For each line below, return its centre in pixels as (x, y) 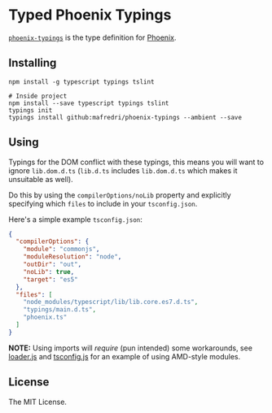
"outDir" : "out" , (53, 265)
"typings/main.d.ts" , (59, 310)
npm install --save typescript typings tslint (89, 103)
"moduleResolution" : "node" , (72, 257)
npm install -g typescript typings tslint (81, 82)
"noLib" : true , (49, 272)
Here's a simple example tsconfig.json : (75, 219)
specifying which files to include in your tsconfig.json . (103, 203)
